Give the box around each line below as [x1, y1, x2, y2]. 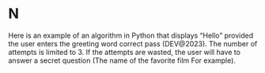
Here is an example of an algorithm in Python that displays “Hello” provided [8, 31, 254, 40]
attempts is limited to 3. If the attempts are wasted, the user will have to [8, 47, 241, 57]
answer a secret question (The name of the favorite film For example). [8, 56, 236, 65]
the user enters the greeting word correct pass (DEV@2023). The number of [8, 38, 258, 48]
